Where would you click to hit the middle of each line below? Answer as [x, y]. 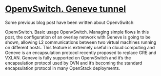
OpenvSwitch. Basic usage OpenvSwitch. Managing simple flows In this [77, 32]
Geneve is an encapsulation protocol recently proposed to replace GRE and [81, 53]
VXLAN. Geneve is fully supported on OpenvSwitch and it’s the [68, 57]
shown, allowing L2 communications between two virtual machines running [81, 42]
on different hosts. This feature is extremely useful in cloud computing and [80, 47]
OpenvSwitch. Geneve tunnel [66, 9]
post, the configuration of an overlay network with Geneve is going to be [78, 37]
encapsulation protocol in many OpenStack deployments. [63, 68]
